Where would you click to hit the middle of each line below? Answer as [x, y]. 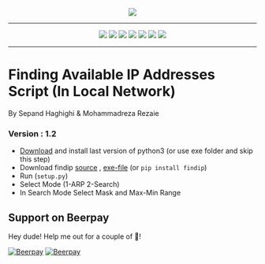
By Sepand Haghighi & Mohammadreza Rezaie [84, 113]
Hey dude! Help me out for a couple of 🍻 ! [75, 236]
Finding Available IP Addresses [112, 75]
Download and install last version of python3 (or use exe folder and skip [136, 151]
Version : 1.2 [32, 133]
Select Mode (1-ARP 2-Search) [69, 184]
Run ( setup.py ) [44, 176]
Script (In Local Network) [92, 92]
